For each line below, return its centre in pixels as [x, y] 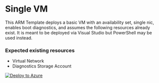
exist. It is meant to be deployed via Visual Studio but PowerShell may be [79, 33]
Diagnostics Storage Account [42, 66]
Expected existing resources [40, 50]
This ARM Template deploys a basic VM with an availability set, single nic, [80, 22]
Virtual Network [28, 61]
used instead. [19, 38]
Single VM [26, 9]
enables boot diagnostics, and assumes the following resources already [78, 27]
